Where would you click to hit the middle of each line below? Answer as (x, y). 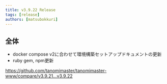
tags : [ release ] (22, 15)
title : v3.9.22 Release (31, 10)
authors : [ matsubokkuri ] (32, 19)
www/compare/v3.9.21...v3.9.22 (39, 76)
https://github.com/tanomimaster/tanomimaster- (56, 71)
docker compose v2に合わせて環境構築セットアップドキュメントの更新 (87, 54)
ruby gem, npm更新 (33, 61)
